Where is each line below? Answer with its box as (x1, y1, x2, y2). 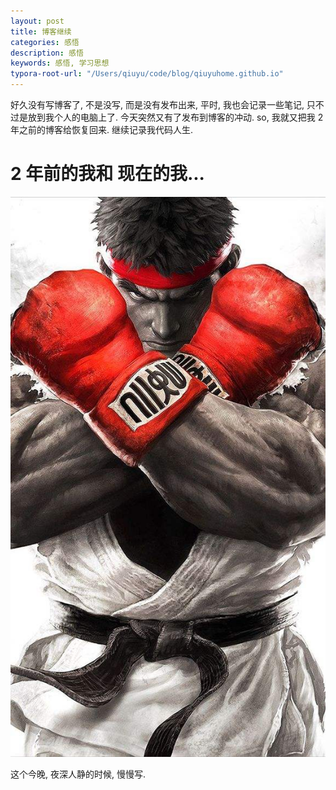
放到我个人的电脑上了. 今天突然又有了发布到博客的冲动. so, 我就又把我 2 (27, 111, 324, 123)
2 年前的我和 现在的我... (10, 163, 205, 185)
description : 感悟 (10, 48, 84, 58)
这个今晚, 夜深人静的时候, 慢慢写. (10, 768, 146, 780)
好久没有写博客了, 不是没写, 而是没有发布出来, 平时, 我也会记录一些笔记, (10, 99, 305, 110)
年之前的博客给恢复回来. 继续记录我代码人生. (10, 124, 194, 135)
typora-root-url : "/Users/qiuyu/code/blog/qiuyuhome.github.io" (10, 69, 284, 79)
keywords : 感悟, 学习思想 (10, 58, 110, 69)
